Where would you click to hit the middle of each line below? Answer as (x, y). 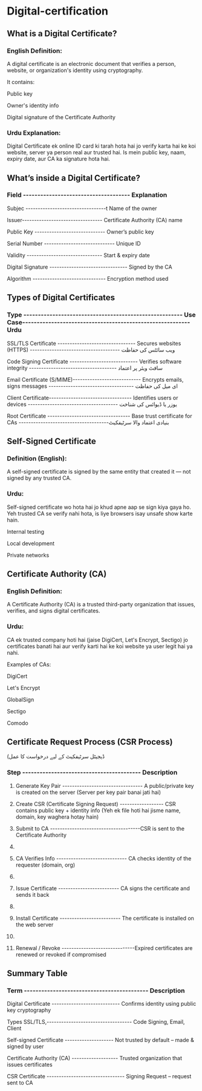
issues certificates (30, 1065)
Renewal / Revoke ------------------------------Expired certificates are (104, 948)
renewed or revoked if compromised (61, 954)
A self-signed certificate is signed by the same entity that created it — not (99, 472)
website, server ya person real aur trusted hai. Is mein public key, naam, (96, 152)
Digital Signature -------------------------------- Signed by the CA (90, 267)
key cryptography (29, 1010)
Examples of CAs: (29, 664)
